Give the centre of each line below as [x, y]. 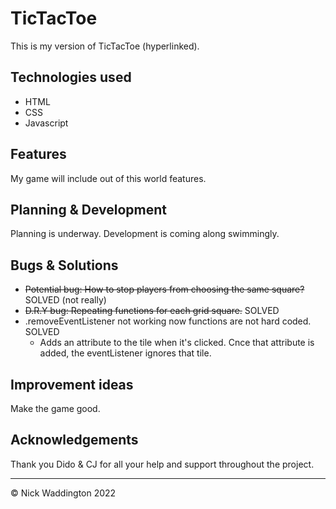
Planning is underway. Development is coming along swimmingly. [145, 234]
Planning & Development [88, 209]
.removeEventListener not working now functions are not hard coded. [168, 321]
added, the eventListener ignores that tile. [125, 353]
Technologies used [71, 77]
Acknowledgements [74, 440]
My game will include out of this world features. [108, 178]
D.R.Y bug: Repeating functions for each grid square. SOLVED [152, 311]
